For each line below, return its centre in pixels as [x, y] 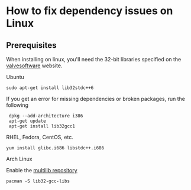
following [17, 105]
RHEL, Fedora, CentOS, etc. [40, 137]
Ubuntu [15, 77]
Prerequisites [31, 45]
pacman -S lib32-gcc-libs [38, 181]
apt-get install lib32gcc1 [42, 126]
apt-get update [27, 121]
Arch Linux [19, 159]
